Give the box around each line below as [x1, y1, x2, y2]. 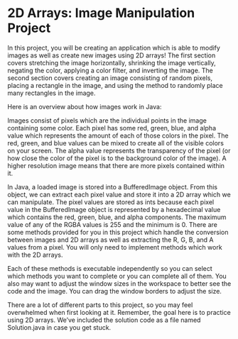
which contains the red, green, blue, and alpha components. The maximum [7, 213, 227, 221]
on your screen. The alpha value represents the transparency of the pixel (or [7, 146, 231, 155]
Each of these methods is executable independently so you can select [7, 264, 213, 272]
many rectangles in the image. [7, 89, 96, 97]
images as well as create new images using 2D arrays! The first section [7, 51, 216, 60]
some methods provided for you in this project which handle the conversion [7, 228, 229, 236]
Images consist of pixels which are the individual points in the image [7, 116, 207, 125]
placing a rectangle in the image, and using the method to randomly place [7, 81, 223, 89]
